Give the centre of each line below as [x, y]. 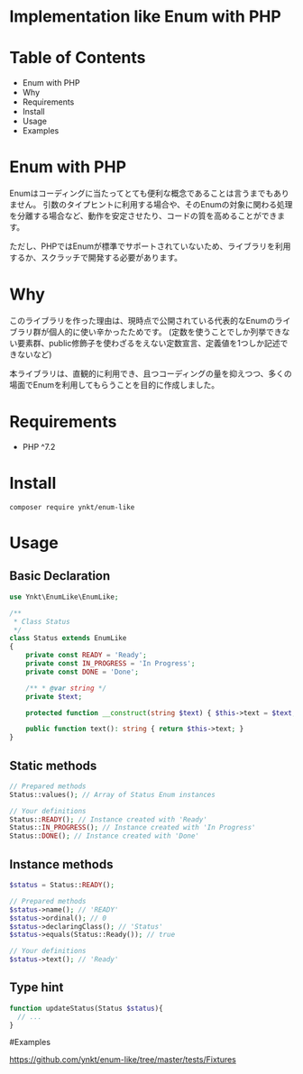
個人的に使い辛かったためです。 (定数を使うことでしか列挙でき [165, 332]
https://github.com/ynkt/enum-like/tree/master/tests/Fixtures [123, 1060]
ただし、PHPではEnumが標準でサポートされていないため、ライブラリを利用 [150, 246]
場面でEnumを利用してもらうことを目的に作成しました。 [115, 385]
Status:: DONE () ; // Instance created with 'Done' [105, 836]
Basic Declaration [60, 576]
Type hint [37, 988]
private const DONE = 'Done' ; [83, 672]
